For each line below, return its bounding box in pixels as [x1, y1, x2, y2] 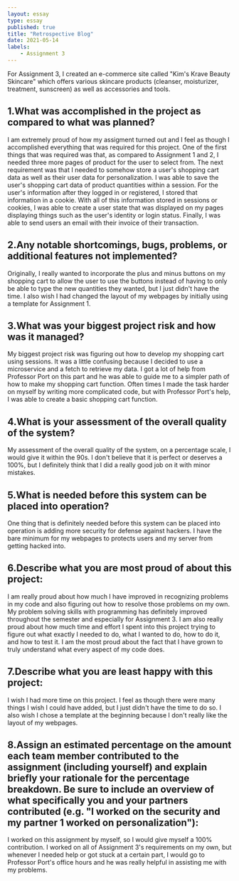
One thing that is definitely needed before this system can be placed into [7, 518, 221, 527]
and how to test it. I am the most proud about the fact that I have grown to [7, 637, 223, 646]
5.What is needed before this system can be [7, 488, 207, 501]
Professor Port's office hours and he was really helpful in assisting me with [7, 858, 227, 867]
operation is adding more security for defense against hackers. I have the [7, 526, 223, 535]
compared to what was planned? [7, 117, 155, 129]
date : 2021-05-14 [7, 37, 59, 44]
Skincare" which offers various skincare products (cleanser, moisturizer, [7, 77, 219, 85]
